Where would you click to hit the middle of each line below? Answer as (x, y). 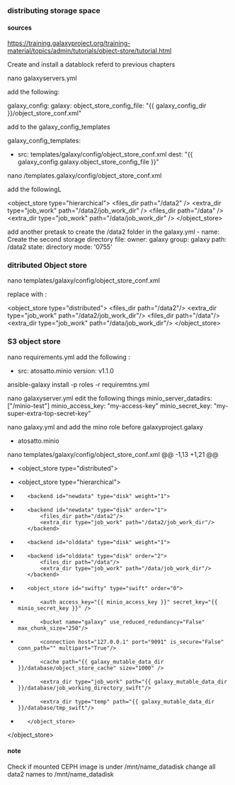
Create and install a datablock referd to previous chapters (91, 64)
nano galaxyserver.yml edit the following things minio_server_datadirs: (110, 398)
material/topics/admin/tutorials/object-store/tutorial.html (90, 51)
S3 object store (34, 341)
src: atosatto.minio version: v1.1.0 (66, 371)
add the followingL (34, 189)
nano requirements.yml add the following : (69, 357)
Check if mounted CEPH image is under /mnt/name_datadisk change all (111, 767)
